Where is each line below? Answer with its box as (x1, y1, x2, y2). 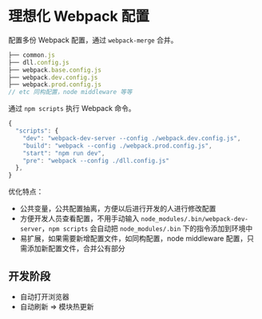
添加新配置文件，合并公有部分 (26, 244, 125, 254)
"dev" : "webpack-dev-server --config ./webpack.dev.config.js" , (22, 134, 241, 142)
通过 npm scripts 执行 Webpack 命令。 (8, 104, 136, 113)
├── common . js (8, 51, 56, 59)
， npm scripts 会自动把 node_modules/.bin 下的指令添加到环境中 (41, 224, 253, 234)
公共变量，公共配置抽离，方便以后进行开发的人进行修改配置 (19, 204, 216, 214)
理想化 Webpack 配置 (8, 7, 150, 26)
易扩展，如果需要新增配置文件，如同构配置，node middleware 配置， (19, 234, 248, 243)
